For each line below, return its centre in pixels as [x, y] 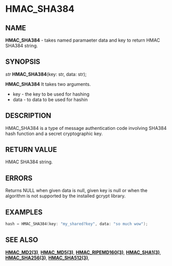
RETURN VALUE [31, 150]
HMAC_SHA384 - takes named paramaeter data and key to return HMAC [83, 40]
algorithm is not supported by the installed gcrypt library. [65, 196]
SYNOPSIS [23, 62]
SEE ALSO [22, 240]
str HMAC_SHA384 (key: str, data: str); [46, 74]
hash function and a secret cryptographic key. [54, 134]
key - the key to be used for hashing [51, 94]
